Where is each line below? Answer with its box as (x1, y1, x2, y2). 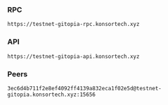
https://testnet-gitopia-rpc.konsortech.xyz (7, 21, 140, 28)
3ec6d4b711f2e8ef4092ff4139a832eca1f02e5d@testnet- (7, 85, 162, 92)
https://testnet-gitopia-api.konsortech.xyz (7, 52, 140, 60)
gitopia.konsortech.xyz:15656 (7, 91, 96, 98)
